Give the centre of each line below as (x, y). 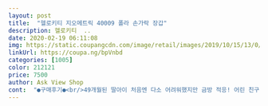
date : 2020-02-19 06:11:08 (53, 38)
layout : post (30, 16)
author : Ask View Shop (46, 82)
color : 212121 (32, 68)
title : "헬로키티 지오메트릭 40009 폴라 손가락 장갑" (88, 23)
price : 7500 (28, 75)
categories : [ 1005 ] (41, 61)
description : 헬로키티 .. (50, 30)
